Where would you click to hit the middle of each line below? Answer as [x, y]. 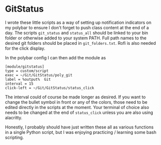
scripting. [15, 137]
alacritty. [14, 117]
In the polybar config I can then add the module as [56, 57]
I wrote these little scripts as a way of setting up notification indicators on [78, 22]
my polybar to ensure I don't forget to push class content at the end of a [77, 27]
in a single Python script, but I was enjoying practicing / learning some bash [81, 132]
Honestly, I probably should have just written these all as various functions [79, 127]
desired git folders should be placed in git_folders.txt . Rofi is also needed [80, 43]
